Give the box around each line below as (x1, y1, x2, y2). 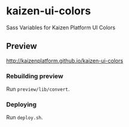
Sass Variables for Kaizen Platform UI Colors (6, 24, 115, 31)
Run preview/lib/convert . (6, 85, 70, 93)
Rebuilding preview (6, 72, 64, 80)
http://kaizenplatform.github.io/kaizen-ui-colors (6, 57, 124, 64)
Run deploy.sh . (6, 114, 43, 121)
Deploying (6, 100, 37, 109)
